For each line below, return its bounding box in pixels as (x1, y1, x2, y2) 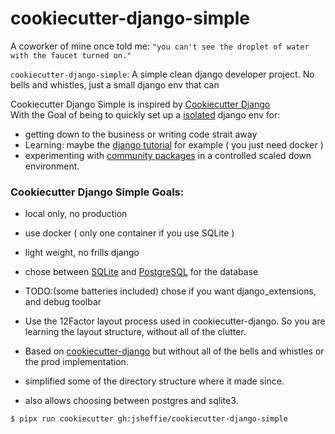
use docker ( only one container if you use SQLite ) (24, 227, 235, 239)
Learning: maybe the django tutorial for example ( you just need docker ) (24, 138, 324, 151)
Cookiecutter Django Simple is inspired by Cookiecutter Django (10, 98, 271, 110)
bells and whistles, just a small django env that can (10, 78, 220, 91)
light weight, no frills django (24, 247, 140, 259)
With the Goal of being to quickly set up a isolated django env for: (10, 108, 281, 121)
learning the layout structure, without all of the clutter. (24, 326, 247, 338)
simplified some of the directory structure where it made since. (24, 375, 285, 387)
